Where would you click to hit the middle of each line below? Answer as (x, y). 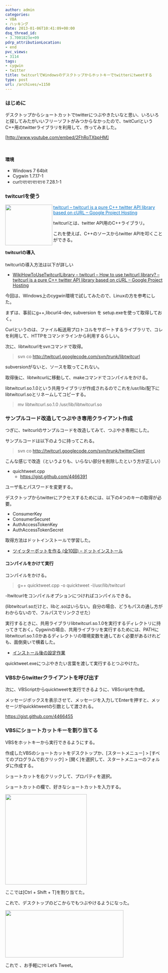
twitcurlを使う (23, 196)
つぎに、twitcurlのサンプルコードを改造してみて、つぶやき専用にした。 (78, 430)
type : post (17, 80)
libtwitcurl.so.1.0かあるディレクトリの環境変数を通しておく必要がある (76, 636)
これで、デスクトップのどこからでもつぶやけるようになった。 (68, 903)
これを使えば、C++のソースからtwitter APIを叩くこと (108, 234)
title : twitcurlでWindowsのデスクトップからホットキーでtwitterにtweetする (79, 75)
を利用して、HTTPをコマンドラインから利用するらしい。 (64, 336)
